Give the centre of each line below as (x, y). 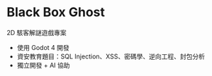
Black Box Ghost (56, 12)
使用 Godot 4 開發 (43, 47)
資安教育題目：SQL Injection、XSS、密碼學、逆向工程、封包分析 (111, 56)
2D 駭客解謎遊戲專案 (37, 32)
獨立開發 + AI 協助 (43, 65)
